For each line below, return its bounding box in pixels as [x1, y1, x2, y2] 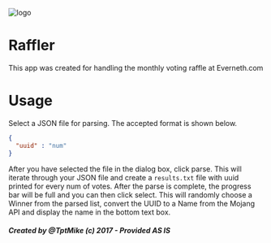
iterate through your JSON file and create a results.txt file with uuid [8, 172, 239, 182]
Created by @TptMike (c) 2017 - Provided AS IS [8, 226, 170, 236]
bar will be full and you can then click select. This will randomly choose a [8, 189, 253, 199]
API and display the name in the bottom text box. [8, 207, 171, 217]
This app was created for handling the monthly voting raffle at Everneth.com [8, 63, 264, 72]
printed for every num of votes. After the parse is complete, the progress [8, 181, 252, 191]
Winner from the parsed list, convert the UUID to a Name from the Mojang [8, 198, 256, 208]
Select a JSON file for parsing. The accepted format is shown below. [8, 118, 238, 128]
